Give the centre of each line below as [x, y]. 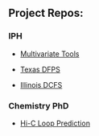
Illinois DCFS [41, 84]
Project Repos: [46, 13]
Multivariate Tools [49, 54]
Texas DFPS [40, 69]
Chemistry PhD [39, 105]
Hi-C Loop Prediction [55, 123]
